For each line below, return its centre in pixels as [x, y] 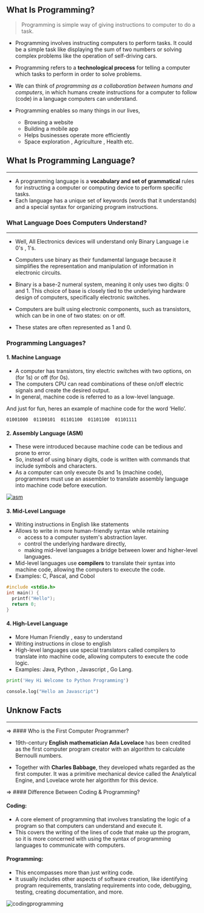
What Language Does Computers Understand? [77, 222]
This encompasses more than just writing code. [75, 872]
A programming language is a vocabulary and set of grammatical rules [104, 181]
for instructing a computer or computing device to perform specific [99, 187]
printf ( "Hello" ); [34, 599]
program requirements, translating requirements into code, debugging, [103, 885]
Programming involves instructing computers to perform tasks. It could [104, 43]
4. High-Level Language [37, 624]
